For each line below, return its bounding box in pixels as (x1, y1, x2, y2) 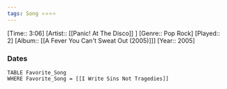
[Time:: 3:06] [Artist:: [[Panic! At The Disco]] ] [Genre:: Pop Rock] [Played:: (7, 29, 221, 37)
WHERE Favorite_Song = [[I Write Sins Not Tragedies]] (7, 75, 169, 82)
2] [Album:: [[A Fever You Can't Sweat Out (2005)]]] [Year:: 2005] (7, 36, 196, 45)
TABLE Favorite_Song (7, 69, 67, 76)
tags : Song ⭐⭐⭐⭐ (7, 10, 57, 17)
